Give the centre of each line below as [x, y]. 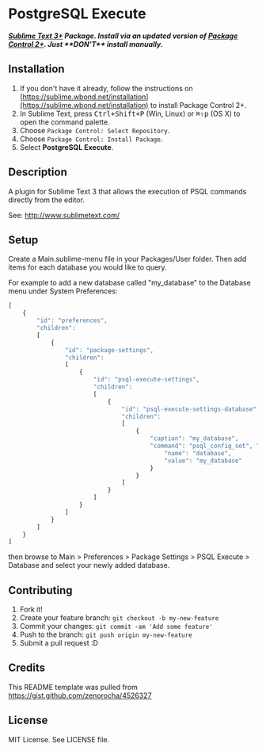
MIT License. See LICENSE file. [59, 739]
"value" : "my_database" [203, 461]
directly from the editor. [47, 200]
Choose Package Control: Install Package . [91, 139]
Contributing [40, 590]
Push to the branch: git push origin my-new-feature [106, 634]
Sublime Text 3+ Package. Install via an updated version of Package [123, 36]
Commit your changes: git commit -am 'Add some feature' [116, 626]
